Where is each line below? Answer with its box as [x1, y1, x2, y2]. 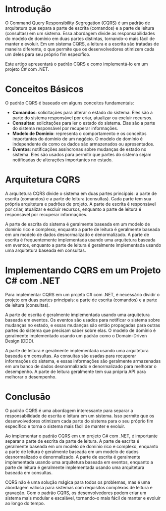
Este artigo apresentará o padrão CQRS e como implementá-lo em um [5, 61, 148, 67]
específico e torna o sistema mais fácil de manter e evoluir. [5, 423, 125, 429]
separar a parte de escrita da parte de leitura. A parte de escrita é [5, 438, 140, 444]
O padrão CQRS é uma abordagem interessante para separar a [5, 407, 133, 414]
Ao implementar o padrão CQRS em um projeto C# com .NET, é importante [5, 433, 158, 439]
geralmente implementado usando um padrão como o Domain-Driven [5, 332, 147, 338]
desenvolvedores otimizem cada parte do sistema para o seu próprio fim [5, 418, 154, 424]
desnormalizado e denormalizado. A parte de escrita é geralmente [5, 454, 141, 460]
